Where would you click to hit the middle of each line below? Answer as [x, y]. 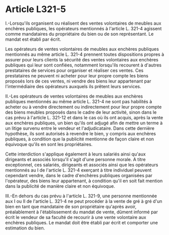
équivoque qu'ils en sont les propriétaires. [49, 144]
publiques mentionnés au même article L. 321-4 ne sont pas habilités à [79, 101]
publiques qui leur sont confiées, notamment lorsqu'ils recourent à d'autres [83, 65]
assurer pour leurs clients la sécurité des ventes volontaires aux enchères [82, 59]
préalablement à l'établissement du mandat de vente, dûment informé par [81, 212]
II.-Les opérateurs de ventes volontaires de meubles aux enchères [74, 96]
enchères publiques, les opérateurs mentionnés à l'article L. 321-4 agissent [83, 28]
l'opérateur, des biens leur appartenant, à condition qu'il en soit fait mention [84, 181]
